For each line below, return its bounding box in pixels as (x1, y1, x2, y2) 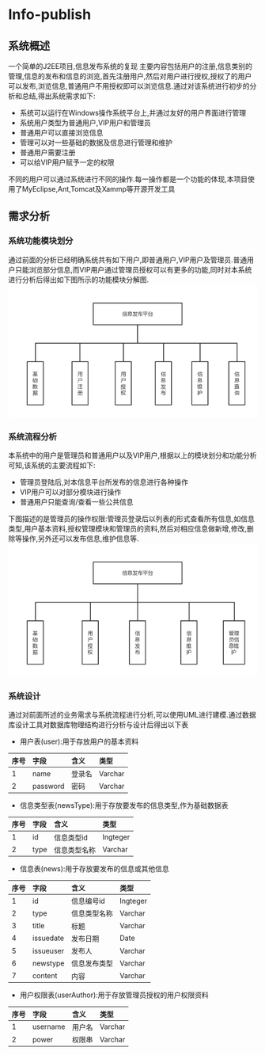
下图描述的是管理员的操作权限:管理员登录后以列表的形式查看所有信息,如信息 (8, 514, 256, 524)
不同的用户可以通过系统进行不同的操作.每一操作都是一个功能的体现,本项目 (8, 174, 248, 184)
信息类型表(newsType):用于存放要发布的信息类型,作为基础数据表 (19, 800, 229, 809)
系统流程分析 (8, 432, 58, 443)
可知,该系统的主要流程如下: (8, 461, 97, 470)
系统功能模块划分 (8, 235, 74, 246)
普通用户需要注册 (19, 148, 76, 157)
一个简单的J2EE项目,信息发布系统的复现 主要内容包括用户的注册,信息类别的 (8, 62, 253, 70)
